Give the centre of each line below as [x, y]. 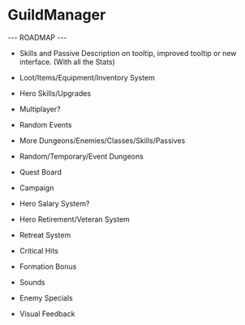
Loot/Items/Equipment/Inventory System [87, 77]
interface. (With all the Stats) [67, 62]
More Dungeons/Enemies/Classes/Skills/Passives [102, 141]
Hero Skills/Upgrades [55, 93]
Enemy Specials [46, 297]
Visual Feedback [47, 314]
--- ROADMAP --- [37, 37]
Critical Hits [39, 250]
